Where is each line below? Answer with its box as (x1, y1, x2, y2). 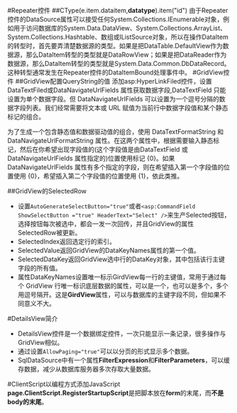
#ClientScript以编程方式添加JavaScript (7, 380, 121, 388)
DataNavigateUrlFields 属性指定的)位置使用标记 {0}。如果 (7, 154, 175, 162)
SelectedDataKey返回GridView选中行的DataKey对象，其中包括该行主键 (17, 255, 226, 264)
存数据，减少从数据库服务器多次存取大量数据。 (17, 365, 155, 373)
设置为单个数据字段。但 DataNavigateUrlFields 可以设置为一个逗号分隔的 (7, 95, 220, 103)
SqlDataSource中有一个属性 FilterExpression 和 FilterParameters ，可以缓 (17, 356, 231, 364)
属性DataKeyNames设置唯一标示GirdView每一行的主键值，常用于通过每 (17, 273, 227, 281)
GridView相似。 (17, 339, 64, 346)
